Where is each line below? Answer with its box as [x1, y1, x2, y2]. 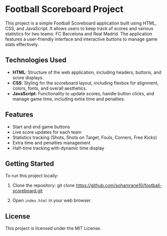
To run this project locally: [5, 173, 59, 179]
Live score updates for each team [12, 129, 82, 135]
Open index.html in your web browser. [12, 197, 92, 203]
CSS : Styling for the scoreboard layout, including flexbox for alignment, [12, 80, 159, 86]
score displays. [12, 74, 44, 81]
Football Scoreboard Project [5, 4, 124, 15]
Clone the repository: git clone [12, 182, 75, 188]
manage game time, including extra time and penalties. [12, 96, 126, 102]
